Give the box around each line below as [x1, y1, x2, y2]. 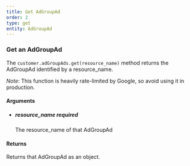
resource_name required [14, 111, 78, 118]
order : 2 [6, 14, 28, 20]
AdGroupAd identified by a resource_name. [6, 66, 114, 73]
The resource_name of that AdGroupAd [14, 126, 113, 134]
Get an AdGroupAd [6, 46, 63, 54]
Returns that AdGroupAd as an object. [6, 153, 100, 161]
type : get [6, 20, 31, 26]
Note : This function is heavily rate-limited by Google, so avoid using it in [6, 77, 185, 84]
